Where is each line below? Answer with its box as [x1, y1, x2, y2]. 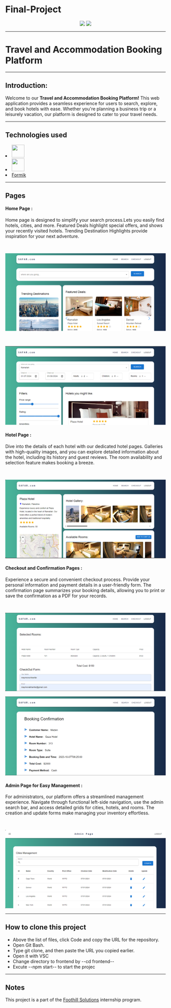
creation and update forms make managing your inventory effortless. [5, 810, 150, 816]
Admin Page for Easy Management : [5, 782, 83, 788]
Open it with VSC [12, 953, 49, 959]
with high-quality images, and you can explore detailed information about [5, 449, 159, 455]
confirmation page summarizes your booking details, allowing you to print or [5, 587, 165, 593]
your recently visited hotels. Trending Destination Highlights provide [5, 228, 148, 234]
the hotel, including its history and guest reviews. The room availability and [5, 454, 162, 460]
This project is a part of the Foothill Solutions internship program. [5, 997, 141, 1003]
